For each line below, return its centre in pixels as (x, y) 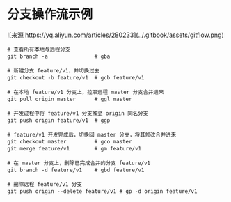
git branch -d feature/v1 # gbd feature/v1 (76, 170)
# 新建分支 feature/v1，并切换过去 (53, 70)
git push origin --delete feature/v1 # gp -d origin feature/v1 (102, 191)
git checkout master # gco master (70, 141)
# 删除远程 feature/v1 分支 (45, 184)
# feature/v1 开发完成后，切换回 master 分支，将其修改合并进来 (92, 134)
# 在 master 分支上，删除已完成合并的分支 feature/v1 (79, 163)
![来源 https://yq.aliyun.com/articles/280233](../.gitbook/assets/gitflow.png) (115, 35)
